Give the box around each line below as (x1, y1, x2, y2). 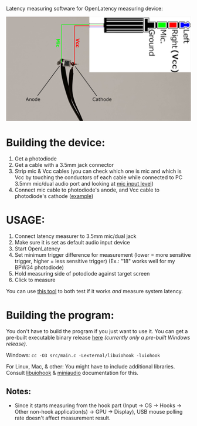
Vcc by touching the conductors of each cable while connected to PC (14, 174, 183, 181)
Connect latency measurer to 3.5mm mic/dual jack (14, 233, 137, 240)
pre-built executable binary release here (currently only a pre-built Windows (6, 334, 191, 341)
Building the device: (6, 136, 106, 149)
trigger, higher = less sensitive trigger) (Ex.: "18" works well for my (14, 258, 175, 265)
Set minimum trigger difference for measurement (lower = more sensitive (14, 251, 191, 259)
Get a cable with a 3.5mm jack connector (14, 162, 114, 169)
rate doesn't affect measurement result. (14, 414, 111, 422)
